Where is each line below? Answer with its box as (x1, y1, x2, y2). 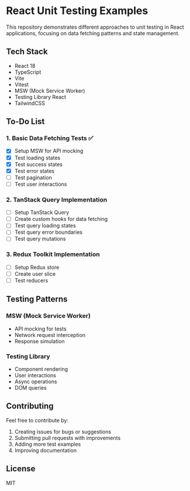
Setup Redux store (14, 264, 60, 271)
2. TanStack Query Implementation (6, 195, 108, 203)
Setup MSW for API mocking (14, 148, 84, 155)
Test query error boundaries (14, 229, 83, 236)
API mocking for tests (14, 325, 67, 332)
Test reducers (14, 277, 49, 284)
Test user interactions (14, 180, 67, 187)
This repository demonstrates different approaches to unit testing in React (6, 23, 184, 30)
